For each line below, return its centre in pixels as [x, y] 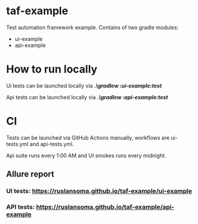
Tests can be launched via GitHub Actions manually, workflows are [88, 137]
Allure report [30, 174]
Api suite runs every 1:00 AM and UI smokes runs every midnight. [86, 155]
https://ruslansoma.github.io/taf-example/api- [105, 207]
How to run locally [52, 69]
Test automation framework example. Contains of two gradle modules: [92, 27]
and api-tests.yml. [52, 144]
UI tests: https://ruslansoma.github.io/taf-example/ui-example [99, 191]
